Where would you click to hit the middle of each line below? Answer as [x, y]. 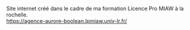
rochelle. [17, 15]
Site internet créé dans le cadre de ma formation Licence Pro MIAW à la [95, 9]
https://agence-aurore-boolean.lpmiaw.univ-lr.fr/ [67, 21]
